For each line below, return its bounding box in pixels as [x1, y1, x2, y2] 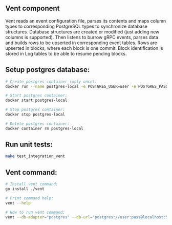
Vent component [5, 4, 60, 13]
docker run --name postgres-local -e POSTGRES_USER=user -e [5, 84, 137, 89]
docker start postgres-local [5, 98, 68, 103]
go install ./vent [5, 186, 45, 192]
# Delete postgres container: [5, 121, 70, 126]
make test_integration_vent [5, 154, 66, 159]
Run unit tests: [5, 140, 53, 149]
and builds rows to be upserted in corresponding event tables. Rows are [5, 40, 157, 46]
